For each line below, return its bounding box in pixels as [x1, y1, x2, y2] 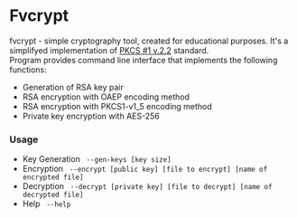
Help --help [22, 198, 71, 209]
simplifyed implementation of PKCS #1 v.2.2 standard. [9, 44, 209, 55]
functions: [9, 64, 47, 75]
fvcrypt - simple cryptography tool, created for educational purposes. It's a [9, 35, 289, 46]
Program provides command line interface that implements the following [9, 54, 278, 65]
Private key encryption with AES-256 [22, 110, 160, 121]
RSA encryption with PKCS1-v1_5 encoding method [22, 100, 212, 111]
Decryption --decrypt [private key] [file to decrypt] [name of [22, 181, 273, 192]
